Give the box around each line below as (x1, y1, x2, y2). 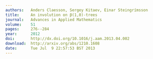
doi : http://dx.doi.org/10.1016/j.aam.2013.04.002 (5, 36, 130, 42)
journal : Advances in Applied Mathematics (5, 17, 102, 22)
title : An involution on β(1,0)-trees (5, 12, 98, 17)
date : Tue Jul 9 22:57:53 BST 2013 (5, 46, 95, 51)
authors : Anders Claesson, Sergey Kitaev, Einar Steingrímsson (5, 7, 148, 13)
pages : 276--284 (5, 27, 50, 32)
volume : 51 (5, 22, 36, 27)
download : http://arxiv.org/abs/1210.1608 (5, 41, 100, 46)
